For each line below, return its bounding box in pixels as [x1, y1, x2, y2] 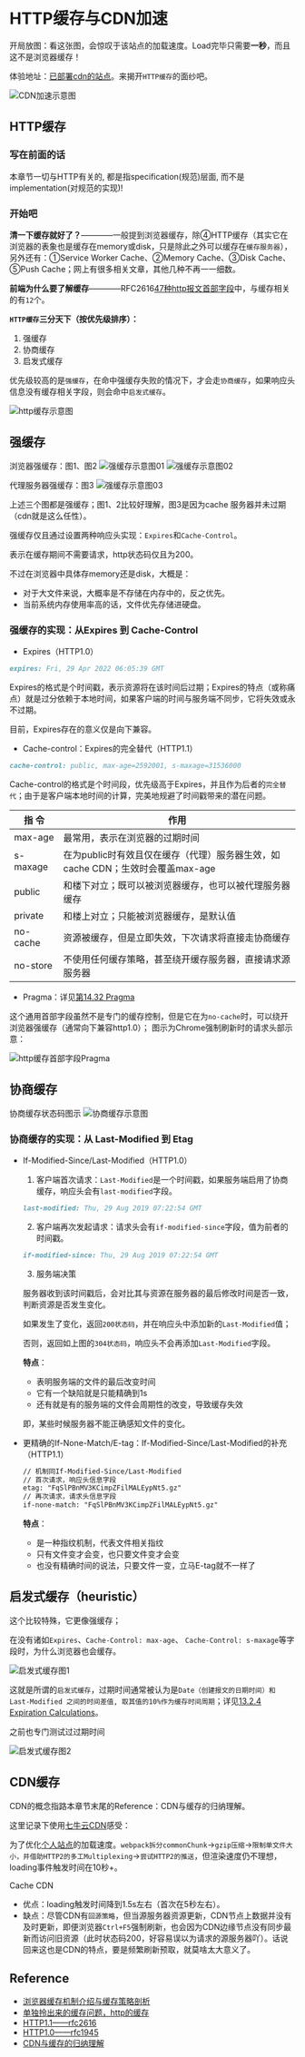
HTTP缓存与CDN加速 [9, 8, 168, 29]
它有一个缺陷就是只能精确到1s [35, 1387, 148, 1398]
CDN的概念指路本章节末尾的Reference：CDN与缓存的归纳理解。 [9, 1800, 251, 1811]
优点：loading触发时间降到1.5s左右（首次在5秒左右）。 [22, 1898, 225, 1909]
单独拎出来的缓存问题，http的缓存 [22, 2007, 150, 2018]
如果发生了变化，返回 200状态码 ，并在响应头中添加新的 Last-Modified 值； [22, 1318, 292, 1329]
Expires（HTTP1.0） [22, 646, 99, 657]
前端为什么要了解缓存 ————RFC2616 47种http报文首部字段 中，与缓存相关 [9, 282, 290, 293]
